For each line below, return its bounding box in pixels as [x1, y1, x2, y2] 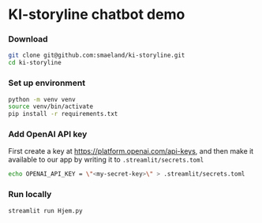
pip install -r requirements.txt [8, 110, 118, 118]
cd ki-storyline [8, 59, 62, 67]
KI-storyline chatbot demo [8, 6, 185, 24]
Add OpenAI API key [8, 128, 88, 139]
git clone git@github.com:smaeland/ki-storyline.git [8, 51, 185, 60]
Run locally [8, 189, 52, 200]
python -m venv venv [8, 95, 77, 103]
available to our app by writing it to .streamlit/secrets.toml [8, 155, 204, 165]
